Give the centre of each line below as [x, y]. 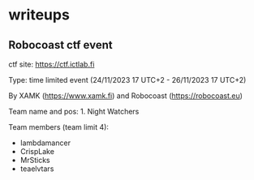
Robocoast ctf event [60, 45]
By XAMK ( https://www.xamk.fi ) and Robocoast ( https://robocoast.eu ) [126, 96]
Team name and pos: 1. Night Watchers [74, 111]
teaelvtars [37, 169]
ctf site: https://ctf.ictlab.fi [52, 64]
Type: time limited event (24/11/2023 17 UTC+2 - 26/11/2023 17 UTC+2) [127, 80]
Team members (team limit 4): [59, 127]
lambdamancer [45, 143]
